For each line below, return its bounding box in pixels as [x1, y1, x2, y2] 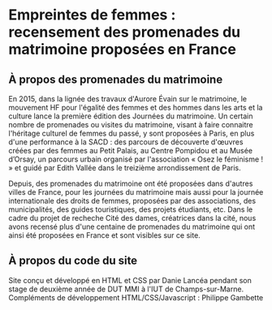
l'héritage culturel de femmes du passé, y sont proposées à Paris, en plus [8, 128, 255, 138]
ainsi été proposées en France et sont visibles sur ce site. [8, 230, 201, 240]
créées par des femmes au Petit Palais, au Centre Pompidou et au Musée [8, 146, 253, 155]
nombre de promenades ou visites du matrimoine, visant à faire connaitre [8, 120, 253, 129]
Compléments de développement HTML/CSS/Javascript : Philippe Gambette [8, 292, 264, 302]
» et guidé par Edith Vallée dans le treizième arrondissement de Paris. [8, 163, 241, 172]
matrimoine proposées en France [8, 41, 237, 58]
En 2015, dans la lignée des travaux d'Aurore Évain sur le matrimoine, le [8, 94, 248, 103]
